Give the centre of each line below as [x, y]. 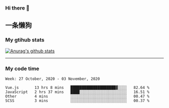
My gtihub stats [25, 40]
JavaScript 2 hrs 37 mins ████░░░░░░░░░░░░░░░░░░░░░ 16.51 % [77, 92]
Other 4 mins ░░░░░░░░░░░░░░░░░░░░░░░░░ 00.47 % [77, 96]
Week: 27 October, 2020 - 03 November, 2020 [53, 79]
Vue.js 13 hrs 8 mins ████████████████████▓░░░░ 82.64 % [77, 87]
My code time [22, 68]
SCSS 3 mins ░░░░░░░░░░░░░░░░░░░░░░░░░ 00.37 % [77, 100]
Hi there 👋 [18, 8]
